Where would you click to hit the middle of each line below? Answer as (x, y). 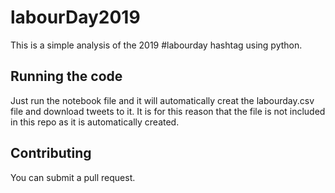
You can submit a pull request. (73, 177)
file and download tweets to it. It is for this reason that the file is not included (168, 111)
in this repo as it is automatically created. (95, 122)
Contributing (51, 153)
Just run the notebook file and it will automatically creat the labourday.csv (162, 100)
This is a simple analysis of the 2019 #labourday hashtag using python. (156, 45)
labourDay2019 (75, 17)
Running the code (66, 76)
